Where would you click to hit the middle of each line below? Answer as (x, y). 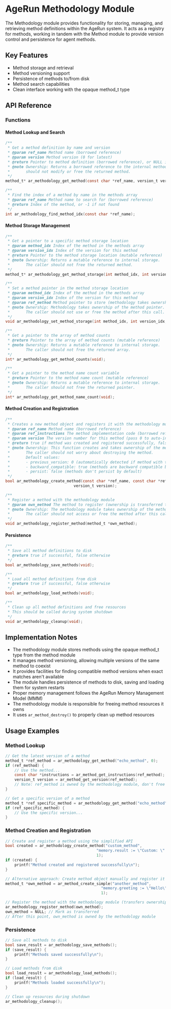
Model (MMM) (28, 698)
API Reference (28, 105)
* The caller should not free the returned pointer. (72, 387)
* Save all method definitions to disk (50, 551)
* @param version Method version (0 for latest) (60, 157)
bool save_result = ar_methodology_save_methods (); (61, 945)
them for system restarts (38, 688)
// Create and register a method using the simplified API (69, 841)
